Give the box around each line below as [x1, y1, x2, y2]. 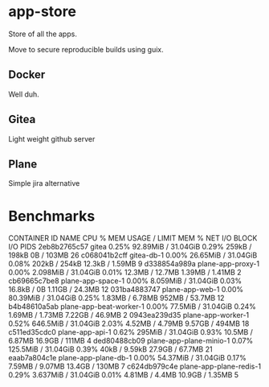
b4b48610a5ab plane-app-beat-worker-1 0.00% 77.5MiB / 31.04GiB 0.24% [8, 302, 257, 311]
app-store [8, 2, 76, 21]
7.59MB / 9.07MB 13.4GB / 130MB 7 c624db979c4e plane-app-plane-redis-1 [8, 361, 262, 372]
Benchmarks [8, 207, 96, 225]
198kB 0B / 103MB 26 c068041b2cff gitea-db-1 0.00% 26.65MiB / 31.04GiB [8, 250, 258, 260]
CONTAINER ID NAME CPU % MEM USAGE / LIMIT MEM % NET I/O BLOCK [8, 233, 258, 243]
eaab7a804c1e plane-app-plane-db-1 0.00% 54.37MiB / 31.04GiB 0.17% [8, 353, 247, 363]
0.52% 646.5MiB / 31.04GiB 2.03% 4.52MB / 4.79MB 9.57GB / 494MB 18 [8, 319, 250, 328]
